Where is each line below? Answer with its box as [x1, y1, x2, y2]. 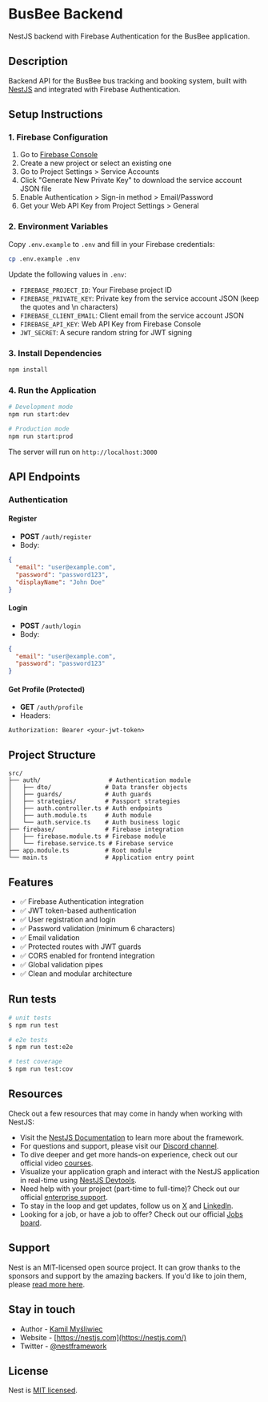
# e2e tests [8, 1035, 48, 1043]
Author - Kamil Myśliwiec [19, 1324, 103, 1334]
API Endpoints [8, 470, 81, 484]
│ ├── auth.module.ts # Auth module [8, 812, 152, 820]
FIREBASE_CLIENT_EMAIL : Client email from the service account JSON [19, 310, 244, 320]
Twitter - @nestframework [19, 1341, 107, 1351]
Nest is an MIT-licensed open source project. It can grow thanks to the [8, 1262, 241, 1272]
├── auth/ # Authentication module [8, 776, 192, 784]
